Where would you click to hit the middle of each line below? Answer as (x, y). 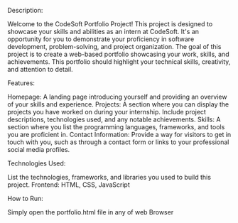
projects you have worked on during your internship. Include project (107, 112)
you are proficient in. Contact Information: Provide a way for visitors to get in (119, 135)
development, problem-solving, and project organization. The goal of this (114, 47)
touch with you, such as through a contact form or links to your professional (118, 142)
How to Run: (26, 198)
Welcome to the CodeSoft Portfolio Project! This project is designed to (110, 24)
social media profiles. (39, 149)
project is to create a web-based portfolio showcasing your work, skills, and (118, 54)
